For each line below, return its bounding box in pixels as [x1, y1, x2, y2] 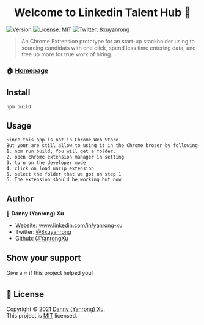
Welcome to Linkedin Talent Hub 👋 [14, 6, 191, 20]
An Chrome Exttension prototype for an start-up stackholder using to [21, 37, 195, 45]
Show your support [6, 252, 81, 263]
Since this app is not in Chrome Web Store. [6, 137, 122, 143]
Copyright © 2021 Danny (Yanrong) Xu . [6, 305, 106, 313]
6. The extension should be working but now [6, 177, 122, 183]
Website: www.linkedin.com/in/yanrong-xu [15, 222, 123, 229]
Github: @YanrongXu [15, 235, 68, 242]
